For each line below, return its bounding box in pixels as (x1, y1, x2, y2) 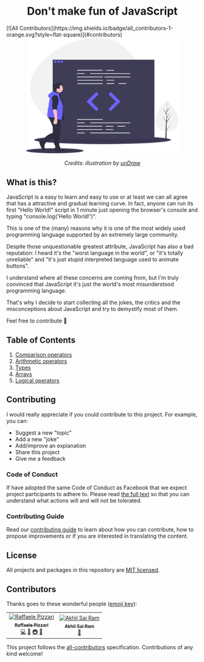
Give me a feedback (15, 455, 66, 462)
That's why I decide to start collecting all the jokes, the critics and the (6, 299, 181, 306)
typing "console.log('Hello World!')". (6, 213, 97, 220)
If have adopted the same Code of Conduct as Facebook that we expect (6, 484, 188, 491)
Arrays (15, 371, 32, 378)
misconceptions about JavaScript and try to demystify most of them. (6, 305, 178, 313)
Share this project (15, 448, 60, 455)
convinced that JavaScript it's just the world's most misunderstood (6, 280, 175, 288)
